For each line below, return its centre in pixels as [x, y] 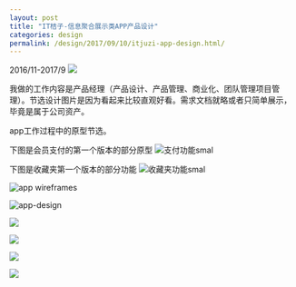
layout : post [34, 18]
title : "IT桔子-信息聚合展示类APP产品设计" [84, 26]
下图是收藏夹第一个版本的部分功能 [73, 170]
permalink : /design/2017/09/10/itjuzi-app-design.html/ [117, 43]
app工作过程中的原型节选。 [60, 131]
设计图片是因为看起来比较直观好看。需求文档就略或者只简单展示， [168, 100]
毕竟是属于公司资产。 [49, 112]
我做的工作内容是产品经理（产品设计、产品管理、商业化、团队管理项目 [141, 89]
